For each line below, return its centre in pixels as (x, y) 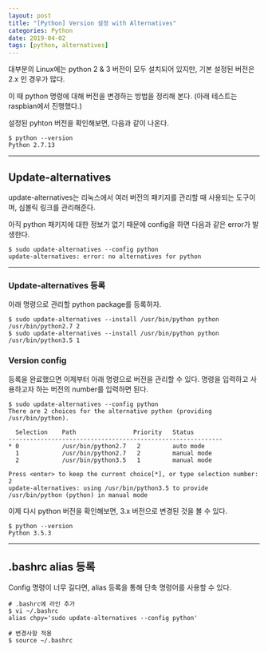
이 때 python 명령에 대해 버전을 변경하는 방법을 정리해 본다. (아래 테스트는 (123, 96)
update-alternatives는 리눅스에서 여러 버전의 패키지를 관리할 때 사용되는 (121, 197)
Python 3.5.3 (30, 533)
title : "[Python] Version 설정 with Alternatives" (93, 23)
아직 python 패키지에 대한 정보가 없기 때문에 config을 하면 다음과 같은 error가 (130, 224)
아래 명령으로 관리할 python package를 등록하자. (85, 304)
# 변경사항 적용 (30, 634)
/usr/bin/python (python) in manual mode (78, 495)
